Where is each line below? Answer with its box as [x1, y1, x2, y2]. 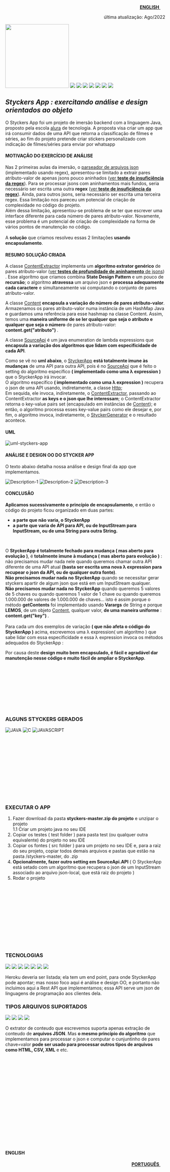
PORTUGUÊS [131, 1161, 160, 1167]
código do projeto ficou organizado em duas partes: [5, 507, 114, 513]
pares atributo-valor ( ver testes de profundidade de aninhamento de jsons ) [5, 268, 165, 274]
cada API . [5, 348, 26, 354]
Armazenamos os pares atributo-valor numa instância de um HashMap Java [5, 305, 164, 312]
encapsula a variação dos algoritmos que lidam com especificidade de [5, 342, 157, 348]
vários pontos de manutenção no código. [5, 224, 91, 230]
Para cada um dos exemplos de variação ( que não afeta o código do [5, 623, 151, 629]
